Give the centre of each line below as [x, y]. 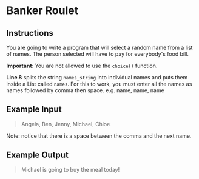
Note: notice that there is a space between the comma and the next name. [99, 136]
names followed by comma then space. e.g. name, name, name [86, 90]
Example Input [34, 110]
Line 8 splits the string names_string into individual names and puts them [97, 77]
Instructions [30, 33]
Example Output [37, 155]
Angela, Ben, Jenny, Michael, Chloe [66, 124]
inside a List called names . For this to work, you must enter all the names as [99, 84]
